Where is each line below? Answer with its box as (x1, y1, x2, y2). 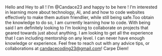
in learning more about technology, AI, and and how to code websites (5, 9, 145, 15)
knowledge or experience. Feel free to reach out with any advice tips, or (5, 40, 150, 46)
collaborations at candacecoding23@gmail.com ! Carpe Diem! (5, 46, 129, 51)
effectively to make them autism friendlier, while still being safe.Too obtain (5, 15, 154, 20)
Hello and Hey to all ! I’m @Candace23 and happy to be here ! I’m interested (5, 4, 158, 10)
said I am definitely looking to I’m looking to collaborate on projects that (5, 25, 149, 31)
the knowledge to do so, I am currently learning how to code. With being (5, 19, 150, 25)
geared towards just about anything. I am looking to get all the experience (5, 30, 153, 36)
